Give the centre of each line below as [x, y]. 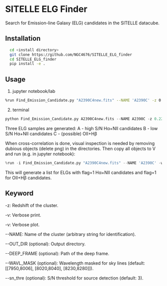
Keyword [19, 193]
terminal [21, 110]
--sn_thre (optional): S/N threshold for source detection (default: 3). [74, 278]
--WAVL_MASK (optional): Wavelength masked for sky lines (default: [75, 263]
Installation [23, 38]
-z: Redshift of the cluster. [32, 205]
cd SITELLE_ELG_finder [33, 59]
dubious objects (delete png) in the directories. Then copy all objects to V [80, 148]
